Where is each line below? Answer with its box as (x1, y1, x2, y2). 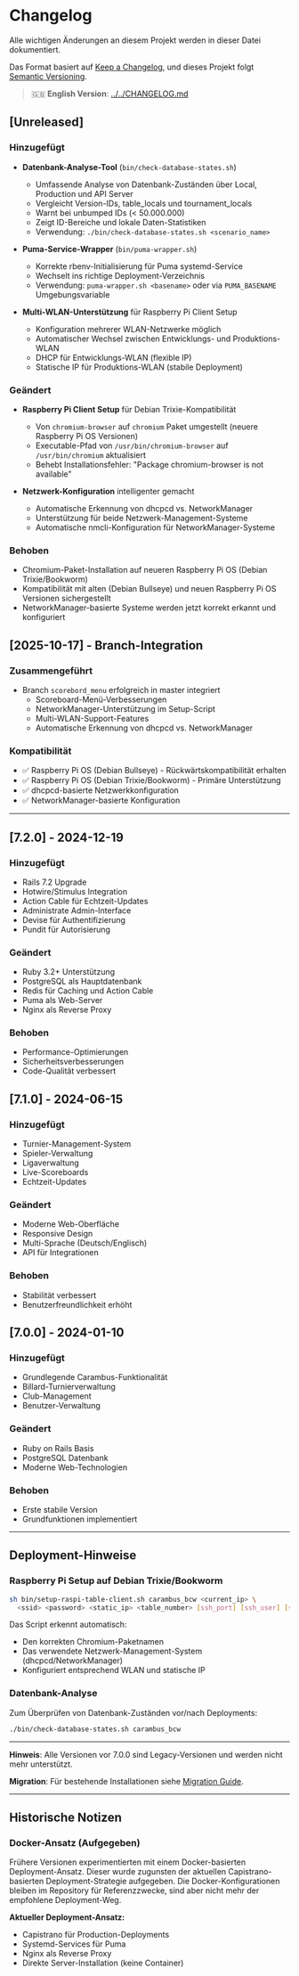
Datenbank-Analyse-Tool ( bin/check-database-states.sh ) (21, 161, 238, 172)
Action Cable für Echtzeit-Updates (21, 895, 149, 906)
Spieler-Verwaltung (21, 1148, 93, 1159)
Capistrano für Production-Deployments (21, 1930, 170, 1940)
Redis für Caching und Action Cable (21, 985, 154, 996)
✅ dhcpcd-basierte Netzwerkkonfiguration (21, 785, 180, 796)
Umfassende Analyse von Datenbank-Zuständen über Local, (35, 179, 258, 190)
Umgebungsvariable (35, 289, 110, 299)
